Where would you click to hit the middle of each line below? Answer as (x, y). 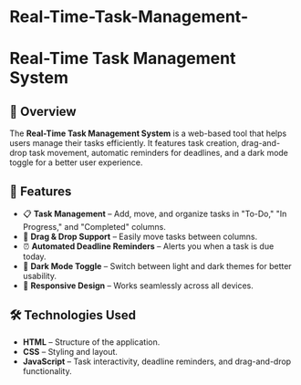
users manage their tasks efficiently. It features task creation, (125, 143)
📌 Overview (43, 111)
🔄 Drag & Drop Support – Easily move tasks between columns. (140, 236)
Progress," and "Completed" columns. (94, 227)
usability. (40, 276)
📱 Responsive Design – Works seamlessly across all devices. (138, 286)
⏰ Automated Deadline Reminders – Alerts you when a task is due (148, 246)
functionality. (47, 370)
